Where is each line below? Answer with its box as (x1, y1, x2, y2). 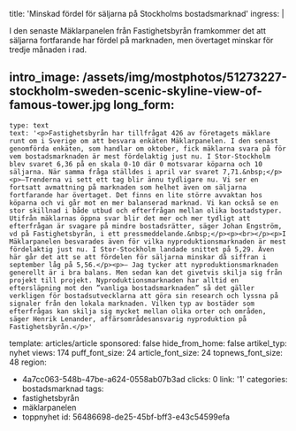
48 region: (9, 357, 47, 367)
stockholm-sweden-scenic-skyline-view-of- (9, 84, 262, 99)
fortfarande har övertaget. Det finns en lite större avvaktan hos (9, 190, 263, 199)
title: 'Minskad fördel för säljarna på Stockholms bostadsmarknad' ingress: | (9, 9, 285, 19)
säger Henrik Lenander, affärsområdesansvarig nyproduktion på (9, 314, 247, 323)
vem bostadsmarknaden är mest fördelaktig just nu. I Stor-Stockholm (9, 151, 271, 161)
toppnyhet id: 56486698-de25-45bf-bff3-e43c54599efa (21, 412, 231, 422)
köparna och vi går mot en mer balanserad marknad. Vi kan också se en (9, 198, 278, 207)
